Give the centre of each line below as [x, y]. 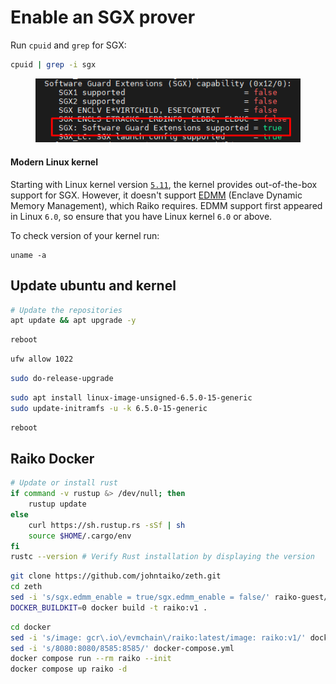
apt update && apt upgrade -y [73, 321]
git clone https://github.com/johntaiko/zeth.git [116, 576]
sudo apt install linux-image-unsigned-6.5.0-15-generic [131, 397]
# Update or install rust [64, 483]
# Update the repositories [66, 310]
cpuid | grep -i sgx [53, 64]
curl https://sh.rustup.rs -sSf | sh [107, 525]
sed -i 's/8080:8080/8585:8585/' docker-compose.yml [122, 648]
